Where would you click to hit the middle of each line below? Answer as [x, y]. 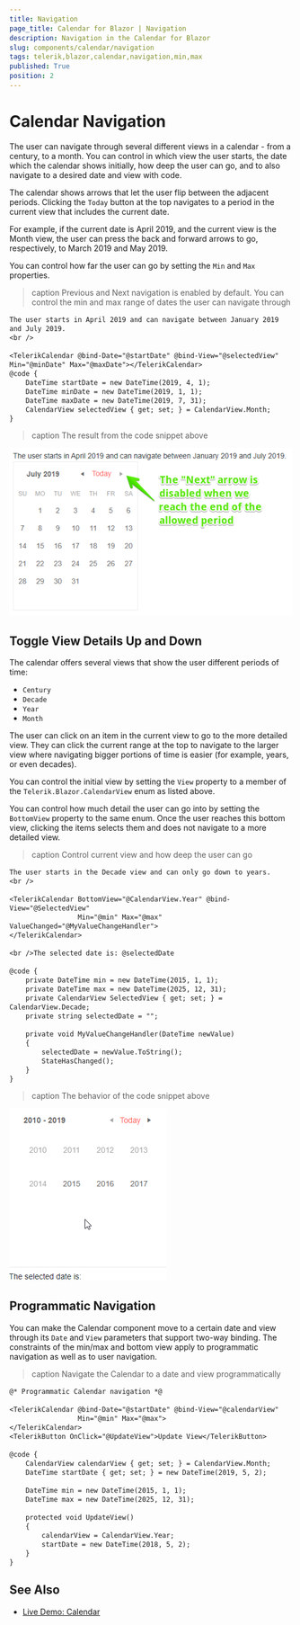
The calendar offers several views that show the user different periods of [145, 662]
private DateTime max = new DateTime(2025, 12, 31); [126, 989]
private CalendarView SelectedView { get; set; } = [124, 998]
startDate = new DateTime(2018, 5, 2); [116, 1544]
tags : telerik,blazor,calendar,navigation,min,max [106, 57]
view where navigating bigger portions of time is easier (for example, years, [149, 754]
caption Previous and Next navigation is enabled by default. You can [158, 292]
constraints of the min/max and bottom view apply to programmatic [134, 1347]
